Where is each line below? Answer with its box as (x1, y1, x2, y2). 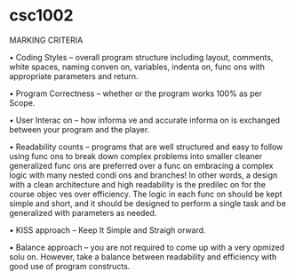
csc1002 (9, 5, 74, 26)
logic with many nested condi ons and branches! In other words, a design (9, 170, 278, 180)
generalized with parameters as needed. (9, 207, 157, 218)
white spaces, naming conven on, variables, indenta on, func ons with (9, 61, 265, 72)
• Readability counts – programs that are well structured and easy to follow (9, 141, 283, 152)
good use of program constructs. (9, 260, 131, 271)
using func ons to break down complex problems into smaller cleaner (9, 150, 263, 161)
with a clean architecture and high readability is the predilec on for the (9, 179, 267, 189)
